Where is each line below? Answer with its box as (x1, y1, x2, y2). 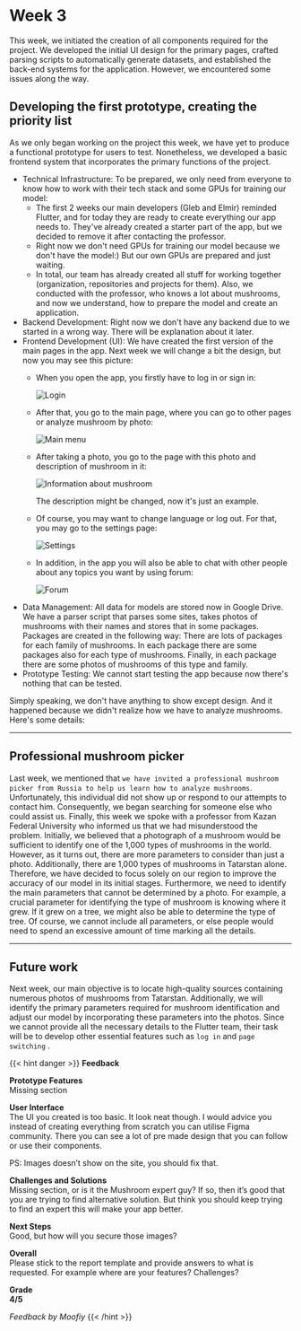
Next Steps (9, 1222, 52, 1232)
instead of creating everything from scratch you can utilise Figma (9, 1121, 251, 1132)
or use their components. (9, 1141, 103, 1151)
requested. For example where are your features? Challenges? (9, 1267, 239, 1278)
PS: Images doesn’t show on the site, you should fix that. (9, 1158, 219, 1169)
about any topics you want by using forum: (35, 566, 194, 577)
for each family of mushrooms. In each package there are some (21, 639, 257, 651)
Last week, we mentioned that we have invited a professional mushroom (9, 773, 279, 784)
